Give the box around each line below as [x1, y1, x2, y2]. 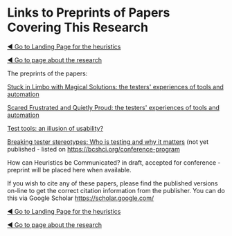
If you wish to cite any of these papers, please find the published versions [7, 179, 218, 188]
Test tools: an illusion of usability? [7, 124, 104, 132]
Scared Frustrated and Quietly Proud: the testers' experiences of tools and [7, 103, 220, 111]
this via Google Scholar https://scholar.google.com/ [7, 194, 154, 202]
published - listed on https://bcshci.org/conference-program [7, 145, 180, 153]
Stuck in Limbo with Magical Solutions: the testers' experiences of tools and [7, 82, 224, 91]
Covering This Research [7, 19, 149, 35]
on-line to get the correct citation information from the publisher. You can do [7, 186, 225, 194]
